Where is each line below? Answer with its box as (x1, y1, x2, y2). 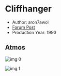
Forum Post (12, 24, 35, 30)
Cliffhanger (5, 3, 52, 14)
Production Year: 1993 (12, 29, 57, 35)
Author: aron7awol (12, 19, 49, 25)
